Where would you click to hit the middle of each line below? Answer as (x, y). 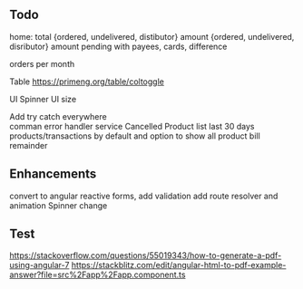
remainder (29, 145)
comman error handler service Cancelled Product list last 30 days (132, 126)
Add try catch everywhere (58, 116)
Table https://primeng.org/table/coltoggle (87, 82)
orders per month (42, 63)
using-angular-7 (39, 265)
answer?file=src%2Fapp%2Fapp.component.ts (98, 275)
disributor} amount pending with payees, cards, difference (118, 46)
